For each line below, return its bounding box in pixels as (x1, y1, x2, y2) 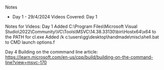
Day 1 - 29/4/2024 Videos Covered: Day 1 (12, 14, 98, 19)
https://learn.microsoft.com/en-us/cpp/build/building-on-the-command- (5, 54, 154, 60)
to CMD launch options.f (5, 39, 55, 45)
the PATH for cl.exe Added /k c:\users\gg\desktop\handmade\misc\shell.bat (5, 34, 160, 40)
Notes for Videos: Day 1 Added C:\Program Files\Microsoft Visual (5, 23, 138, 29)
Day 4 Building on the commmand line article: (5, 49, 98, 55)
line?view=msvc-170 (5, 60, 47, 65)
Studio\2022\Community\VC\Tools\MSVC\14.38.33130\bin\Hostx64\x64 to (5, 29, 157, 34)
